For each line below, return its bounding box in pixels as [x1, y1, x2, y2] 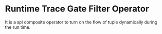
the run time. [5, 24, 31, 30]
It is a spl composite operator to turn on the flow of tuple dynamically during [5, 19, 158, 25]
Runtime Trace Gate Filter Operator [5, 3, 149, 14]
